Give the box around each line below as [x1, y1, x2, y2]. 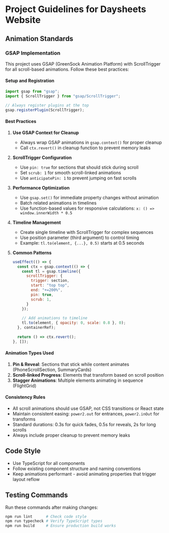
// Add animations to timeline [22, 316, 88, 321]
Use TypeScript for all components [12, 460, 85, 466]
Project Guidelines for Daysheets [5, 4, 146, 15]
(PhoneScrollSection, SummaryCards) [12, 367, 92, 373]
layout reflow [12, 476, 40, 482]
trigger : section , [31, 278, 70, 283]
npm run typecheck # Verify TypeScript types [5, 518, 102, 524]
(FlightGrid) [12, 382, 37, 389]
